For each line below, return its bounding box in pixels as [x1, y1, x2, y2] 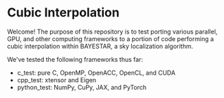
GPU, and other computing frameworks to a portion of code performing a [7, 34, 214, 42]
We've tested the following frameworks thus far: [7, 55, 143, 63]
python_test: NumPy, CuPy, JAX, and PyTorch [16, 83, 147, 91]
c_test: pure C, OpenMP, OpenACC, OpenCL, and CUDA [16, 69, 176, 77]
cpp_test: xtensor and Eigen [16, 75, 97, 84]
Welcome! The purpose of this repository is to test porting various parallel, [7, 27, 218, 36]
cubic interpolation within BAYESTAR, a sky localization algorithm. [7, 42, 194, 50]
